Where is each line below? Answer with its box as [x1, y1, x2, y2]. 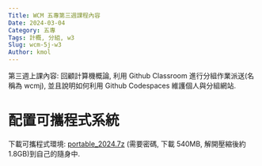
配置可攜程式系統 [8, 111, 120, 130]
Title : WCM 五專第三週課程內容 [8, 11, 101, 20]
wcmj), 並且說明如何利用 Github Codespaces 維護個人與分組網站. [23, 81, 237, 90]
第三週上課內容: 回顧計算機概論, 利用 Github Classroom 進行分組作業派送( [8, 71, 248, 80]
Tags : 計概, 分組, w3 [8, 33, 75, 42]
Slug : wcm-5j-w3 [8, 41, 62, 49]
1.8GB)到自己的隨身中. [8, 149, 81, 158]
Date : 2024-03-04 [8, 19, 66, 27]
